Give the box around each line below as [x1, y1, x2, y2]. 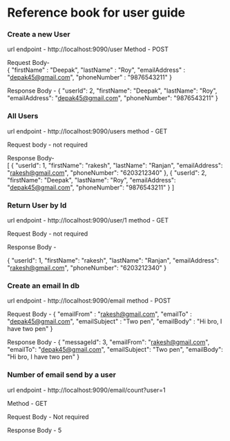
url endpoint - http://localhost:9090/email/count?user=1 [7, 386, 166, 394]
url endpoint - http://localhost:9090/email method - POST [7, 297, 171, 305]
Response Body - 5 [7, 426, 62, 434]
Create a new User [7, 30, 70, 39]
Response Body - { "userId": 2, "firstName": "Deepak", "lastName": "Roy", [7, 86, 218, 95]
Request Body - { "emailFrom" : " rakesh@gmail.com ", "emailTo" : [7, 310, 192, 319]
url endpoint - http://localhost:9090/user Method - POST [7, 45, 169, 53]
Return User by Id [7, 200, 67, 210]
